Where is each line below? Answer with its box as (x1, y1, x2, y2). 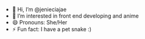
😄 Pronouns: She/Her (12, 19, 68, 26)
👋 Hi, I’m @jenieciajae (12, 6, 67, 13)
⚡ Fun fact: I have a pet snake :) (12, 26, 91, 33)
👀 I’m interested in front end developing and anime (12, 12, 139, 19)
